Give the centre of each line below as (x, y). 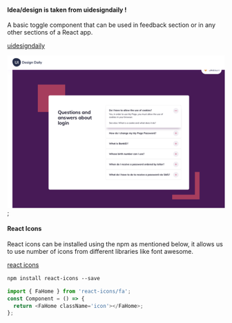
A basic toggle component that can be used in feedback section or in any (112, 25)
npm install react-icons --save (54, 278)
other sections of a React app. (50, 33)
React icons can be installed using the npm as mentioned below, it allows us (115, 244)
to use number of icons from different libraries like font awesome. (100, 251)
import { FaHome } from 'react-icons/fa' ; (69, 291)
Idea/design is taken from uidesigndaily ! (67, 10)
